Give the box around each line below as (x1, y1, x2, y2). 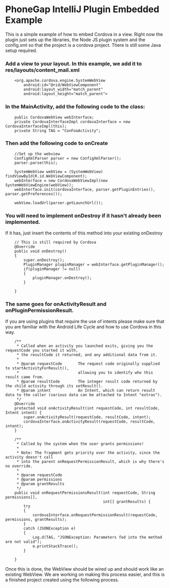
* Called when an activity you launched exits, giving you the (16, 343, 153, 349)
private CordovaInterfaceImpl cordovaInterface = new (14, 119, 130, 124)
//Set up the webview (14, 151, 60, 156)
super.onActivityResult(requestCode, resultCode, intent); (23, 415, 151, 420)
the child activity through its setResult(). (5, 384, 103, 389)
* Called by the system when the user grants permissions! (16, 442, 144, 447)
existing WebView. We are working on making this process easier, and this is (5, 571, 165, 578)
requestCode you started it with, (5, 348, 79, 353)
